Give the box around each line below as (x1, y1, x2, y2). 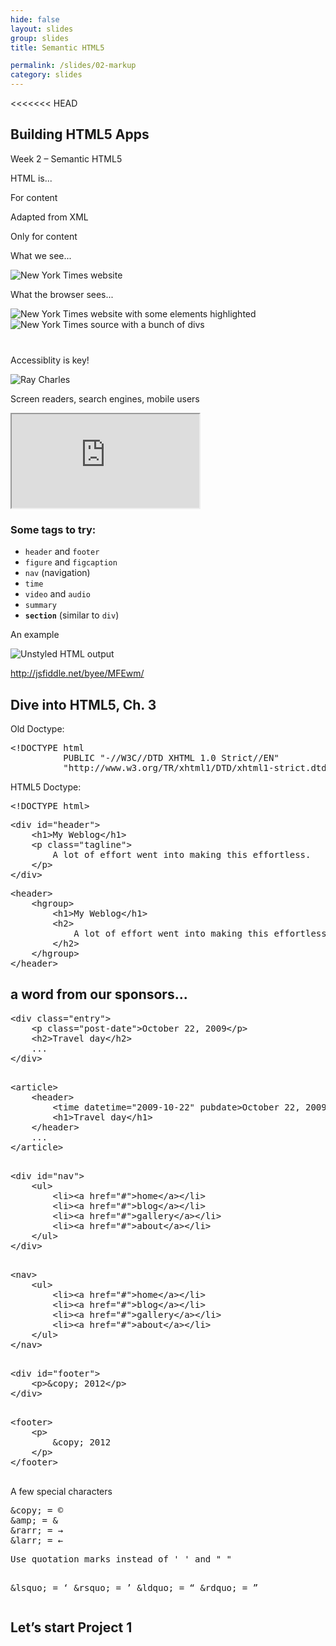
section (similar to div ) (24, 609, 120, 621)
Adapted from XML (10, 211, 89, 223)
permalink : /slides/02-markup (10, 61, 137, 71)
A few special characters (10, 1485, 113, 1497)
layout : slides (10, 24, 74, 34)
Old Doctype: (10, 722, 65, 735)
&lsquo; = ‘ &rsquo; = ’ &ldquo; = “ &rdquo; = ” (10, 1582, 259, 1593)
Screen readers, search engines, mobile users (10, 392, 200, 405)
